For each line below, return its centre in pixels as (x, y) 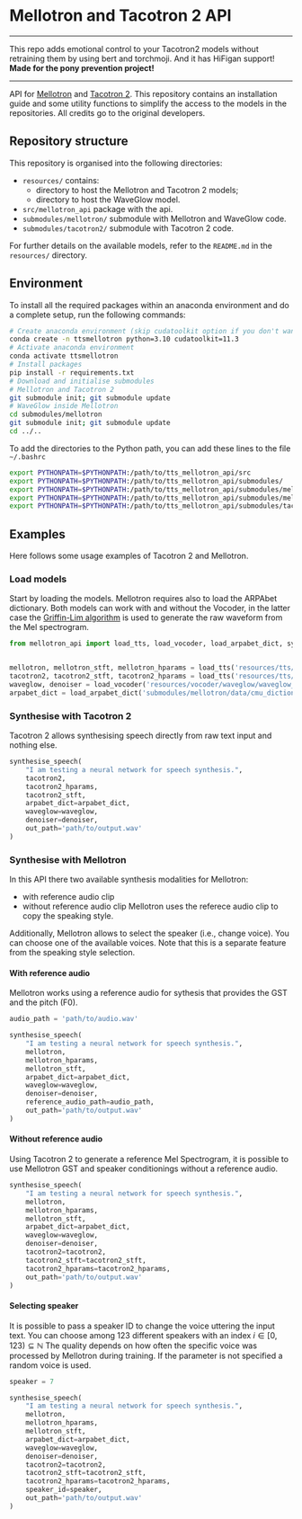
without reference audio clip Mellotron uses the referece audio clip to (150, 906)
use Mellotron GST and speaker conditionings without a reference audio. (144, 1168)
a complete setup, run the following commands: (98, 315)
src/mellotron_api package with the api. (98, 209)
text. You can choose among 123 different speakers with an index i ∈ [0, (143, 1335)
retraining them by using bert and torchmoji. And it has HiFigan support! (142, 58)
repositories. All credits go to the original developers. (107, 112)
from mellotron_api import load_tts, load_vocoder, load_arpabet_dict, (146, 644)
